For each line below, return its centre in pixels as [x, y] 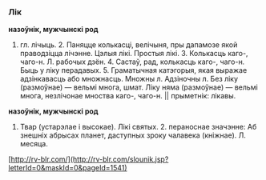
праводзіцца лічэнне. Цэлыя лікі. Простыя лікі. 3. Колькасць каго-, [134, 54]
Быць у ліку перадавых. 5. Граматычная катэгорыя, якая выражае [133, 70]
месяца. [34, 144]
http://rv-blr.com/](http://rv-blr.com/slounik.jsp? [90, 159]
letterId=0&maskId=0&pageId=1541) [68, 168]
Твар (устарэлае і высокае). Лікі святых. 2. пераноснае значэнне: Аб [138, 127]
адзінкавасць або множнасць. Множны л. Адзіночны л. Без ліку [129, 79]
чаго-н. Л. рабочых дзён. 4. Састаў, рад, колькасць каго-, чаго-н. [132, 62]
